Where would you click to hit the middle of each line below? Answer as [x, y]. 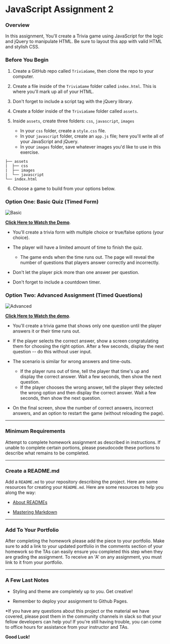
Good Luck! [18, 637]
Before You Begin [27, 60]
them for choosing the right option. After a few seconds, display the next [88, 346]
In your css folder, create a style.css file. [63, 130]
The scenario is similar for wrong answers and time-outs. [72, 361]
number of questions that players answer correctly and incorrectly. [90, 263]
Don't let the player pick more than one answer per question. [76, 272]
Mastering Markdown [35, 512]
